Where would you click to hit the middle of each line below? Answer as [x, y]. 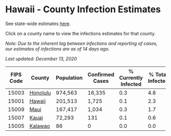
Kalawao [40, 126]
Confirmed [101, 74]
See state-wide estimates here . [38, 24]
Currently [131, 78]
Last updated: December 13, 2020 [41, 59]
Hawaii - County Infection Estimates [83, 9]
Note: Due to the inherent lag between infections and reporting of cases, [81, 43]
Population [69, 78]
